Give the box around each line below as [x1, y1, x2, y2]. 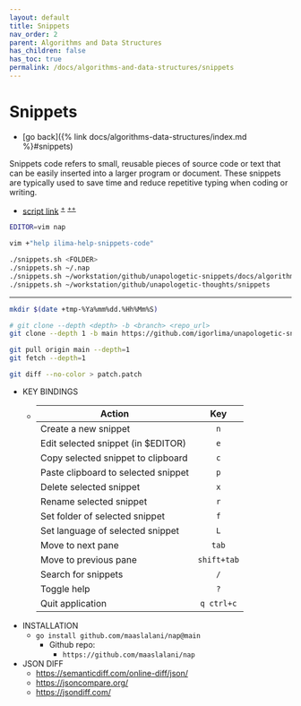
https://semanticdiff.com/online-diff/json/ [35, 667, 188, 678]
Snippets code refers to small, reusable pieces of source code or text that [9, 158, 281, 168]
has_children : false [9, 47, 87, 56]
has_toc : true [9, 55, 63, 64]
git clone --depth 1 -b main [9, 329, 118, 339]
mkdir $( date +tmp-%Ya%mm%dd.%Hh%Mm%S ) [9, 305, 159, 314]
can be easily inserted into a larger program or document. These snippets [9, 168, 281, 178]
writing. [9, 186, 38, 197]
